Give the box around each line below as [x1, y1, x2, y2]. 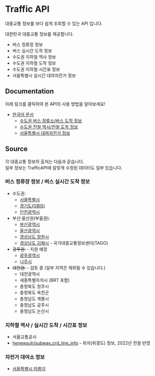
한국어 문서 [12, 111, 34, 117]
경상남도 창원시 [19, 234, 49, 240]
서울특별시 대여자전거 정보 [19, 130, 71, 136]
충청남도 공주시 [19, 302, 49, 308]
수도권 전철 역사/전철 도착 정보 [19, 124, 78, 130]
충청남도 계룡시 [19, 296, 49, 302]
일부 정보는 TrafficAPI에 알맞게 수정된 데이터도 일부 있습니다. [5, 164, 122, 170]
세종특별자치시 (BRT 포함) [19, 277, 70, 283]
